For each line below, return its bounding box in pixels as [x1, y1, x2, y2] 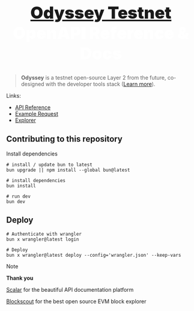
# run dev [6, 193, 31, 199]
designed [20, 81, 44, 88]
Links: [6, 92, 21, 99]
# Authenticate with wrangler [6, 231, 82, 237]
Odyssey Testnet [30, 2, 172, 23]
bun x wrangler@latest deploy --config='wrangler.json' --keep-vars [6, 252, 181, 258]
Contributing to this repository [6, 134, 123, 144]
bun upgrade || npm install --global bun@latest [6, 167, 130, 173]
